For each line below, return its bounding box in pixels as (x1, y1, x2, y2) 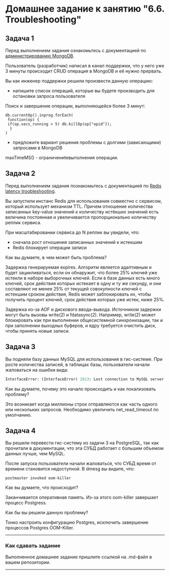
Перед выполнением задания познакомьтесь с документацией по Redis (5, 183, 162, 189)
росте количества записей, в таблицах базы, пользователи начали (5, 361, 150, 368)
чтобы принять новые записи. (5, 328, 70, 334)
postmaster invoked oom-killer (5, 476, 71, 481)
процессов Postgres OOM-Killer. (5, 525, 74, 531)
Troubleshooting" (5, 14, 82, 25)
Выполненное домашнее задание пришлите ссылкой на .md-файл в (5, 554, 152, 560)
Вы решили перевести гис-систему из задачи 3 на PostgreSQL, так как (5, 440, 159, 446)
